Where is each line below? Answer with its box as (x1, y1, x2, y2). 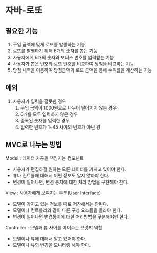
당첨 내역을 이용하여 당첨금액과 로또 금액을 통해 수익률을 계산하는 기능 (12, 67, 152, 73)
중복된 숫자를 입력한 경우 (20, 117, 70, 123)
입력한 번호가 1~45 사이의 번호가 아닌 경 (20, 124, 101, 130)
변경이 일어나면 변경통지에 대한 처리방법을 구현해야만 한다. (12, 213, 129, 220)
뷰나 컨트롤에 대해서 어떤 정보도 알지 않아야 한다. (12, 172, 110, 178)
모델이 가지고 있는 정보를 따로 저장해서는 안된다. (12, 201, 108, 207)
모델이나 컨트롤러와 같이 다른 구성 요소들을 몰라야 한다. (12, 207, 122, 213)
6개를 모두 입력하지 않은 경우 (20, 111, 78, 117)
